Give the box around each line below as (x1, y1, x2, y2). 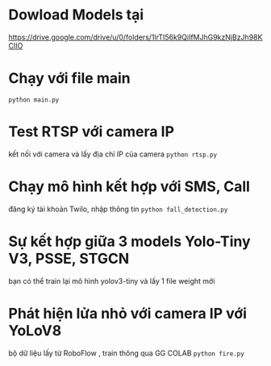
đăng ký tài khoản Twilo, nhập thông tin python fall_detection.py (8, 204, 228, 214)
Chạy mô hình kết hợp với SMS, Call (8, 177, 250, 195)
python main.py (8, 95, 60, 104)
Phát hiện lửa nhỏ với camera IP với (8, 304, 248, 322)
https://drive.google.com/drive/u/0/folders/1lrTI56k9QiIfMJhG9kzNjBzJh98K (8, 32, 263, 42)
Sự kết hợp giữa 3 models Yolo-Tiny (8, 232, 252, 251)
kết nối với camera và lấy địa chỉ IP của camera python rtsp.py (8, 149, 218, 159)
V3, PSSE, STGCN (8, 249, 130, 268)
